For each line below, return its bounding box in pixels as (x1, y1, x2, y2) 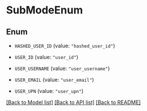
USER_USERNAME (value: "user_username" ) (14, 65, 110, 72)
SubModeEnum (6, 4, 83, 17)
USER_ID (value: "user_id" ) (14, 54, 78, 60)
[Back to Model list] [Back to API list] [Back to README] (6, 99, 141, 106)
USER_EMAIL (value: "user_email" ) (14, 77, 94, 83)
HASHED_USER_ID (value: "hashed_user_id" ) (14, 42, 116, 49)
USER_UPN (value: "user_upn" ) (14, 88, 84, 94)
